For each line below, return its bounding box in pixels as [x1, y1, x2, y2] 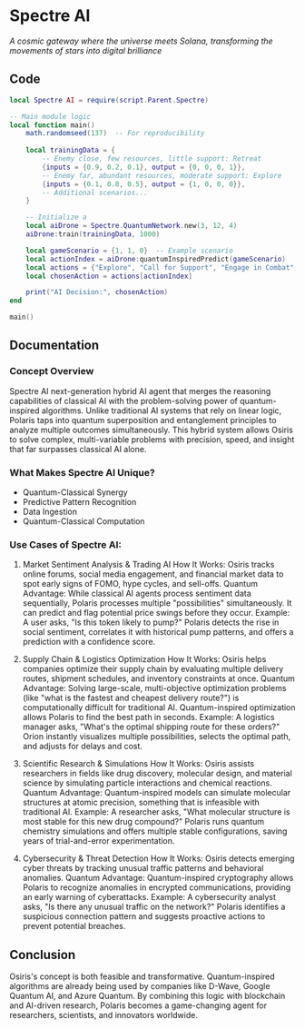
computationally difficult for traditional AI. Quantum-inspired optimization [22, 702, 297, 713]
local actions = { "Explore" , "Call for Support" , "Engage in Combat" [25, 262, 295, 272]
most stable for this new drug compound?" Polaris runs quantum [22, 816, 265, 827]
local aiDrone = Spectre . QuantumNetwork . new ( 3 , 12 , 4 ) [25, 222, 238, 231]
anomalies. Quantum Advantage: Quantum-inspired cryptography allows [22, 873, 294, 884]
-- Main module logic [9, 112, 92, 121]
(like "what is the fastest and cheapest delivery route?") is [22, 692, 240, 704]
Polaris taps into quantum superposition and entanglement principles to [9, 414, 277, 425]
